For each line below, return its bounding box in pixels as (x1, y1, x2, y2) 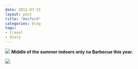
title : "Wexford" (5, 16, 41, 21)
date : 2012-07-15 (5, 7, 41, 12)
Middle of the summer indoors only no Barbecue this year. (11, 49, 134, 55)
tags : (5, 26, 16, 31)
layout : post (5, 12, 32, 17)
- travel (5, 30, 23, 35)
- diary (5, 35, 21, 40)
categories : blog (5, 21, 41, 26)
